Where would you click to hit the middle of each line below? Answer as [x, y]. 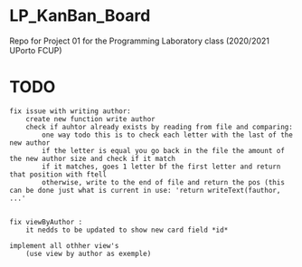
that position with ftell [58, 174]
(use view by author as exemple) [89, 253]
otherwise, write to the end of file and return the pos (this [163, 182]
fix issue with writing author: [70, 111]
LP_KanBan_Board [80, 16]
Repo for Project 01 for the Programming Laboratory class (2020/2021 [139, 41]
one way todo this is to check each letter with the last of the [168, 135]
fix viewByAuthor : [46, 222]
